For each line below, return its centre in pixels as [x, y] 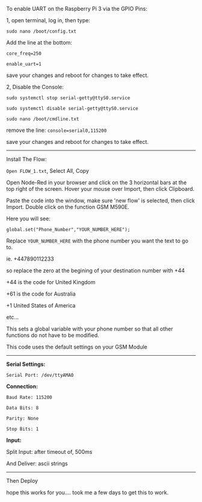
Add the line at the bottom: [39, 42]
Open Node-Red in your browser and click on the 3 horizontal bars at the [96, 182]
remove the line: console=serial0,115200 [57, 130]
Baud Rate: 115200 [29, 397]
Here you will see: [29, 218]
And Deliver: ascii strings [37, 463]
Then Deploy [22, 481]
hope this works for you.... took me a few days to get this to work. [87, 492]
